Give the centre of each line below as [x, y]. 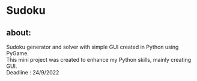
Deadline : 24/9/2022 [33, 72]
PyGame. [17, 53]
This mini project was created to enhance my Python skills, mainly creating [99, 60]
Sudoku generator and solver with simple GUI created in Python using [92, 47]
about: [19, 33]
